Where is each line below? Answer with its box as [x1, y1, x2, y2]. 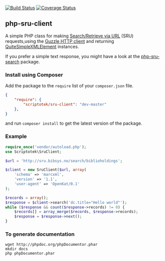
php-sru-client [5, 19, 52, 28]
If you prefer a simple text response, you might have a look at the [5, 53, 140, 59]
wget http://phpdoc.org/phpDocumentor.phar [5, 242, 98, 247]
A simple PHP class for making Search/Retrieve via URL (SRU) [5, 33, 134, 39]
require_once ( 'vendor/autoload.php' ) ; [5, 144, 87, 149]
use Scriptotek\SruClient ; [5, 149, 62, 154]
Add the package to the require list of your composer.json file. [5, 83, 134, 89]
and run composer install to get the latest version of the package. [5, 120, 142, 126]
